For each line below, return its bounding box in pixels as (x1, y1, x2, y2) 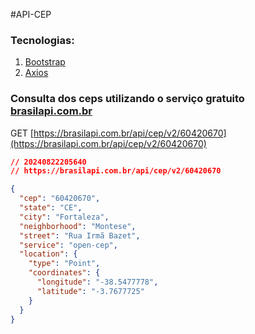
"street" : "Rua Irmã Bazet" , (19, 230, 141, 241)
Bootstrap (24, 56, 66, 68)
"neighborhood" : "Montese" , (19, 221, 137, 231)
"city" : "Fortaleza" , (19, 212, 110, 222)
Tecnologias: (10, 33, 75, 47)
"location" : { (19, 249, 78, 259)
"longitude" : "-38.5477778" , (36, 277, 159, 288)
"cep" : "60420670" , (19, 194, 101, 204)
